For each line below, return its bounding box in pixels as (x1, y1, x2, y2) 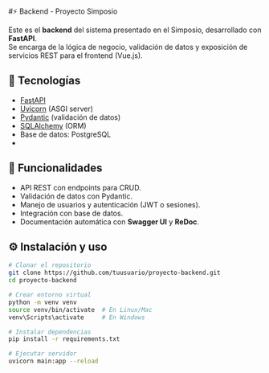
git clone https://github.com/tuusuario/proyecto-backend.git (8, 268, 221, 277)
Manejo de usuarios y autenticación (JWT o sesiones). (19, 199, 201, 209)
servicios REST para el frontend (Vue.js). (8, 51, 143, 60)
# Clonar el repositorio (8, 261, 92, 269)
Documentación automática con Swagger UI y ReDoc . (19, 216, 199, 227)
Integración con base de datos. (19, 208, 124, 218)
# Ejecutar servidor (8, 350, 78, 358)
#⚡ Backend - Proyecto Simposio (8, 6, 118, 16)
